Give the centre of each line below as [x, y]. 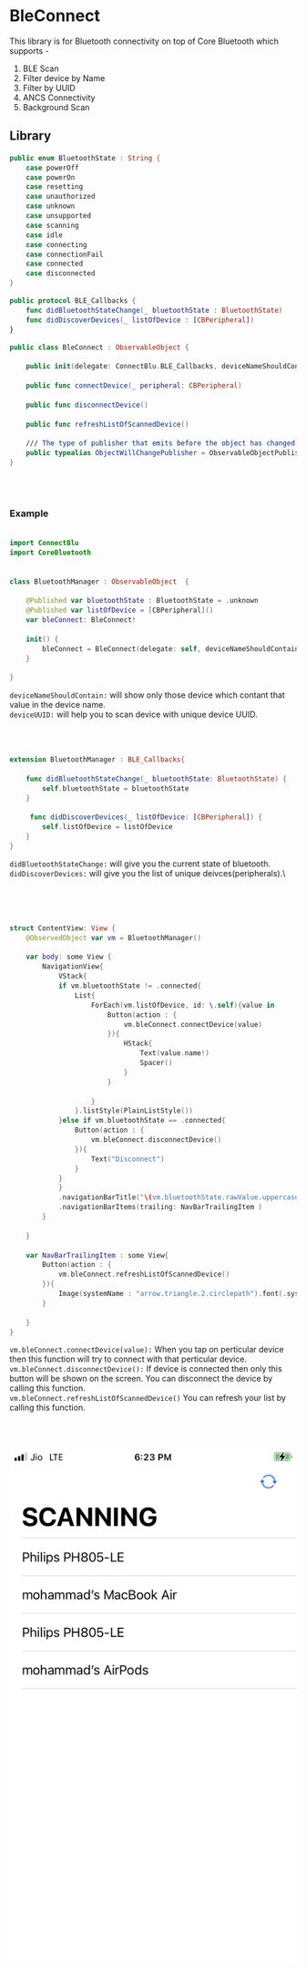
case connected [55, 264]
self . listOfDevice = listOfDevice [107, 827]
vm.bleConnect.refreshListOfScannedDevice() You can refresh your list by [148, 1398]
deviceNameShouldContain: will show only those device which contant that [147, 695]
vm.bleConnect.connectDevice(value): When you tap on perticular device [147, 1350]
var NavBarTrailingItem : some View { [97, 1255]
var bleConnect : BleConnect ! [81, 620]
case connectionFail [65, 254]
